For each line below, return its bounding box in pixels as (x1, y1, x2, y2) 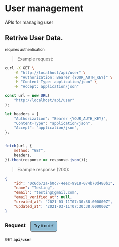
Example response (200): (17, 166, 70, 172)
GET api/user (5, 237, 32, 242)
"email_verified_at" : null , (14, 195, 72, 200)
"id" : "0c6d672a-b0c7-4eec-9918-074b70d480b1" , (14, 181, 115, 186)
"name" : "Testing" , (14, 185, 55, 190)
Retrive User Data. (5, 34, 63, 42)
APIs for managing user (5, 19, 54, 25)
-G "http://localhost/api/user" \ (14, 70, 86, 75)
